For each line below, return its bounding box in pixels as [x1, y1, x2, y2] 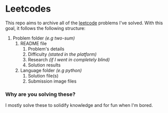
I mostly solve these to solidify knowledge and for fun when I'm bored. [5, 102, 153, 108]
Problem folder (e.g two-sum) [12, 35, 75, 41]
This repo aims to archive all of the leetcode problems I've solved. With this [5, 20, 163, 26]
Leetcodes [5, 3, 51, 15]
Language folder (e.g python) [20, 67, 82, 73]
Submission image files [27, 78, 77, 84]
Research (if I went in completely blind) [27, 56, 110, 62]
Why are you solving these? [5, 91, 76, 98]
